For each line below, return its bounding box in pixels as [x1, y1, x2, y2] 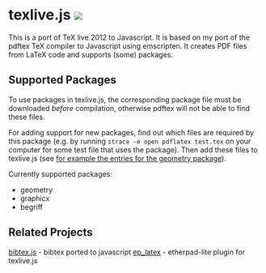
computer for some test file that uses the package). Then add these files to [8, 144, 258, 155]
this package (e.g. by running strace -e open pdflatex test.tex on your [8, 136, 251, 146]
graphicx [19, 193, 50, 203]
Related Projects [8, 225, 93, 240]
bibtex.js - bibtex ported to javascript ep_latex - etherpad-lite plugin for [8, 247, 245, 257]
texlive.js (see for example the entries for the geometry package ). [8, 153, 226, 163]
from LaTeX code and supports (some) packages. [8, 49, 174, 59]
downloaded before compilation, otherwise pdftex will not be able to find [8, 103, 251, 113]
